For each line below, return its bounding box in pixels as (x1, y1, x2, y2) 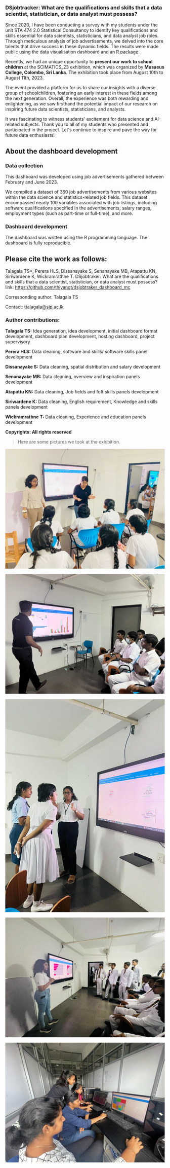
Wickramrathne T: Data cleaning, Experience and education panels (5, 414, 146, 420)
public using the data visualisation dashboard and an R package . (5, 49, 140, 55)
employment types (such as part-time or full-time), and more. (5, 210, 133, 216)
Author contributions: (5, 316, 60, 323)
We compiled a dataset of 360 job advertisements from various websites (5, 189, 157, 195)
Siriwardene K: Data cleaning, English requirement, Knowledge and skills (5, 398, 158, 405)
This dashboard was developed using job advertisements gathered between (5, 173, 164, 179)
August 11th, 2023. (5, 75, 44, 81)
